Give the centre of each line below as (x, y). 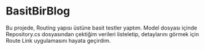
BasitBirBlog (38, 11)
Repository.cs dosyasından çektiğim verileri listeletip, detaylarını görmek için (102, 34)
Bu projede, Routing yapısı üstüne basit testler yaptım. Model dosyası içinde (102, 28)
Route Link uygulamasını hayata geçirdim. (58, 40)
